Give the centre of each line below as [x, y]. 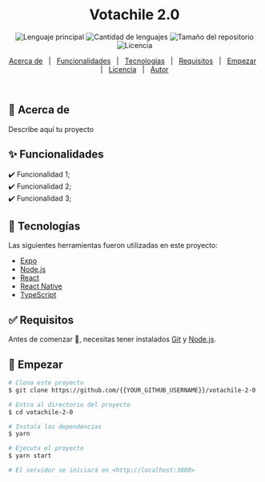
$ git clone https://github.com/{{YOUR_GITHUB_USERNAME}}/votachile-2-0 [132, 390]
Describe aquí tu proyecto [51, 129]
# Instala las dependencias [55, 426]
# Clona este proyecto [46, 383]
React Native [41, 286]
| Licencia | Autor [135, 69]
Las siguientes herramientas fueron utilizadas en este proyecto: [113, 245]
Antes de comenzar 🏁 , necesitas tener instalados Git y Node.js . [112, 339]
